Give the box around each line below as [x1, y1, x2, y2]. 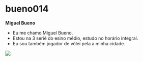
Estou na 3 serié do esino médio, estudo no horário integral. [12, 35, 138, 41]
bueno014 [5, 3, 49, 15]
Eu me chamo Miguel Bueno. [12, 29, 73, 36]
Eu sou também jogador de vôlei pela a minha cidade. [12, 40, 126, 46]
